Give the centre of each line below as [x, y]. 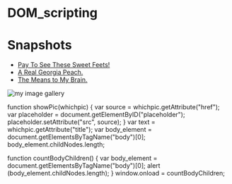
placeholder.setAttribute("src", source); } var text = [81, 122]
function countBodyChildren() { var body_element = [82, 158]
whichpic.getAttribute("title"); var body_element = [80, 130]
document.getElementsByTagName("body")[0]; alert [84, 166]
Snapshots [40, 45]
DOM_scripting [52, 13]
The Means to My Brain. [52, 80]
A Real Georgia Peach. [50, 73]
